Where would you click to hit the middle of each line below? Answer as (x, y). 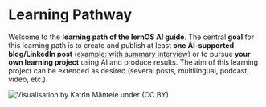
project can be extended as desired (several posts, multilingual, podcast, (129, 70)
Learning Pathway (70, 15)
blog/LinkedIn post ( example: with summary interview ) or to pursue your (129, 53)
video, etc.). (28, 79)
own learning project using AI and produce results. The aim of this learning (133, 62)
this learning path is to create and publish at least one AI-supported (121, 45)
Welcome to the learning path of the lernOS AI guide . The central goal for (131, 37)
